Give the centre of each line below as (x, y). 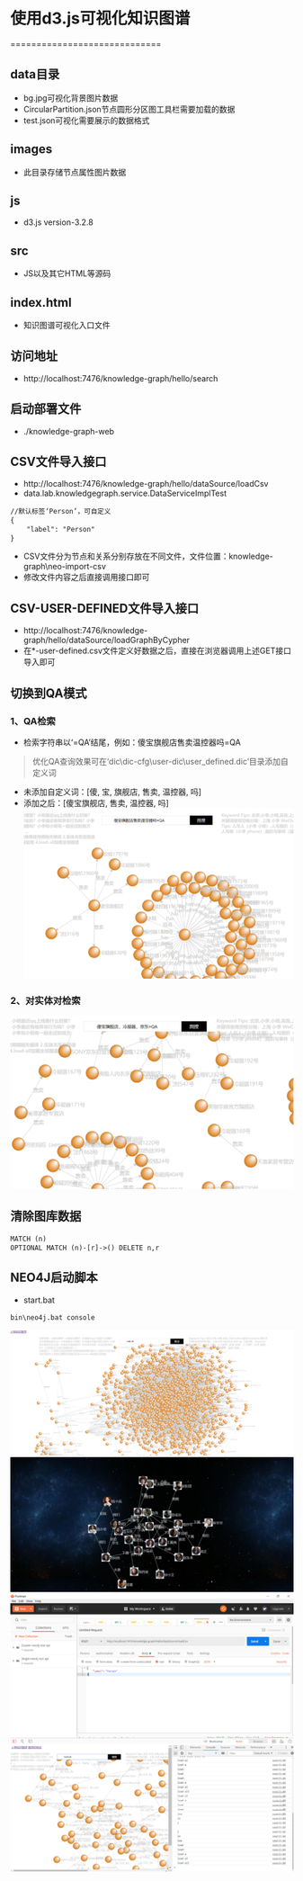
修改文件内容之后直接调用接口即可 (86, 578)
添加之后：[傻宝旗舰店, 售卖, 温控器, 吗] (96, 802)
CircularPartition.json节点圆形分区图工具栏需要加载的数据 (129, 109)
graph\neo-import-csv (65, 567)
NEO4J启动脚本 (54, 1278)
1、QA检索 (33, 721)
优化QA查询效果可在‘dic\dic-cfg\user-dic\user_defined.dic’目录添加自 (160, 761)
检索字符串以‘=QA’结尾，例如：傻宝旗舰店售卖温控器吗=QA (132, 742)
